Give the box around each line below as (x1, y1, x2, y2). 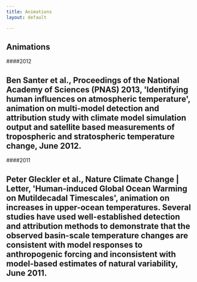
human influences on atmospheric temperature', (6, 94, 190, 104)
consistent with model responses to (6, 239, 143, 250)
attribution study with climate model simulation (6, 112, 187, 123)
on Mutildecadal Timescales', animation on (6, 193, 170, 203)
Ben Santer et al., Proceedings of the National (6, 75, 180, 85)
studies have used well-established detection (6, 211, 180, 222)
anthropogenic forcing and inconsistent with (6, 249, 177, 259)
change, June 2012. (6, 140, 82, 151)
